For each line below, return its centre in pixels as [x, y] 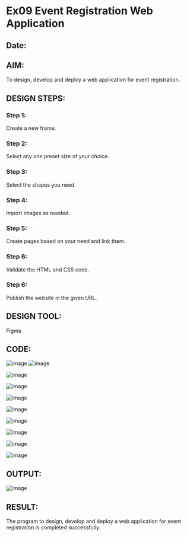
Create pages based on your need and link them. [66, 241]
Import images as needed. [38, 213]
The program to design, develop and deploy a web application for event [94, 521]
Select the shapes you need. [41, 184]
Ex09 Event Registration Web [80, 11]
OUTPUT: [24, 474]
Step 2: [17, 143]
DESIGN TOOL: [34, 316]
